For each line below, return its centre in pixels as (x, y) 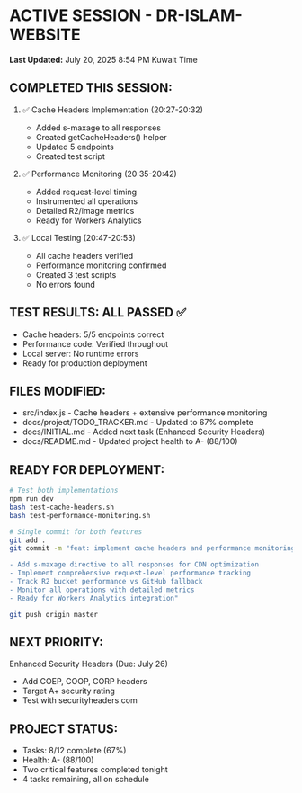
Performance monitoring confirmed (101, 265)
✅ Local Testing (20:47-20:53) (79, 237)
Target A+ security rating (68, 691)
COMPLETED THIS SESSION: (91, 88)
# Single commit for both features (76, 531)
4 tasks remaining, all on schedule (86, 780)
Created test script (70, 156)
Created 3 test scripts (76, 274)
